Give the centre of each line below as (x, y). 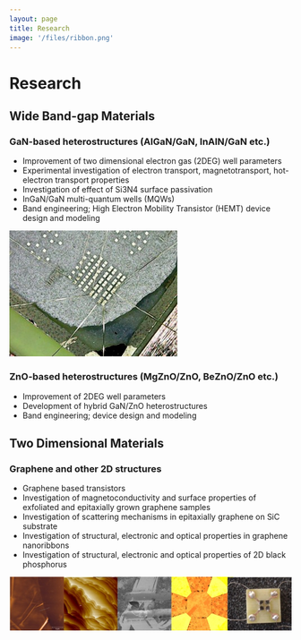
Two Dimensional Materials (86, 443)
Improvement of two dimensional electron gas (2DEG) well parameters (152, 161)
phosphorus (44, 565)
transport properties (92, 180)
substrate (40, 526)
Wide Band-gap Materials (82, 116)
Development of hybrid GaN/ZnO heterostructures (115, 405)
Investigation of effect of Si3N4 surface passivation (117, 190)
